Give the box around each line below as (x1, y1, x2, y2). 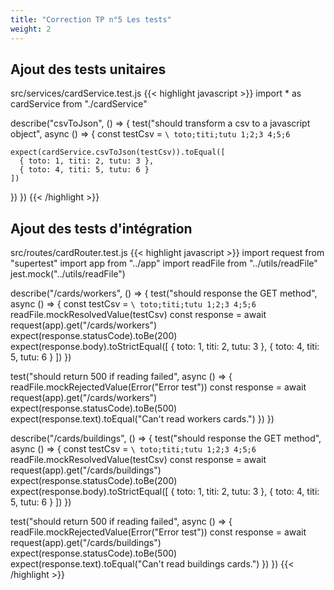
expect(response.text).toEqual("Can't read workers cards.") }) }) (10, 413, 275, 425)
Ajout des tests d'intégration (10, 220, 193, 237)
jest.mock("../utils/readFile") (10, 268, 126, 280)
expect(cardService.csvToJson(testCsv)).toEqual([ (10, 147, 226, 158)
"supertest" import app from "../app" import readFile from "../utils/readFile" (10, 257, 318, 270)
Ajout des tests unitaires (10, 61, 167, 78)
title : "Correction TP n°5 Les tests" (10, 14, 172, 25)
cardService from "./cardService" (10, 98, 148, 110)
